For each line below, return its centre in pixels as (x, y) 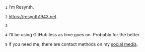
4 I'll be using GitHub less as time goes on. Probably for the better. (73, 35)
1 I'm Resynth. (20, 7)
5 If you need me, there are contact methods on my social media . (72, 44)
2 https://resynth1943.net (31, 16)
